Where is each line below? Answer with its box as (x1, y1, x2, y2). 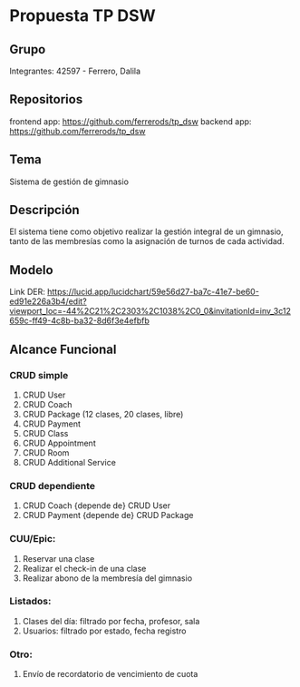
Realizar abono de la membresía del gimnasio (22, 573, 193, 584)
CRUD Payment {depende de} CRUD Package (22, 510, 194, 521)
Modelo (9, 262, 53, 278)
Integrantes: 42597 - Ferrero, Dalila (9, 65, 141, 76)
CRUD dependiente (9, 479, 96, 492)
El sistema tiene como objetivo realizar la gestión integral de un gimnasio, (9, 226, 284, 237)
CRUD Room (22, 447, 70, 458)
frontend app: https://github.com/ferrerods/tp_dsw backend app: (9, 115, 252, 127)
